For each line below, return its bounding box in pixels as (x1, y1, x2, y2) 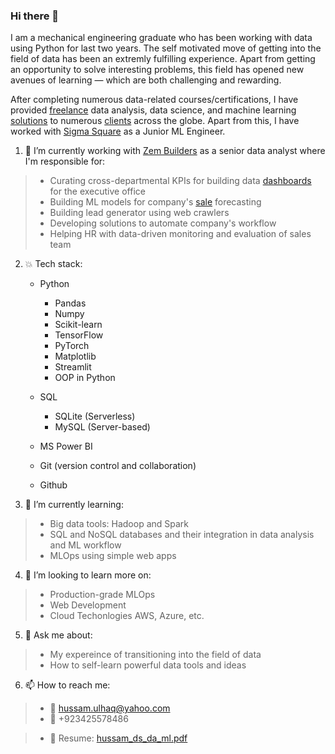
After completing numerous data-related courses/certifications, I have (10, 94, 299, 106)
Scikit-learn (54, 319, 103, 331)
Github (39, 479, 68, 491)
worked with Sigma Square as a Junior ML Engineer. (10, 125, 226, 138)
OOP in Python (54, 372, 116, 384)
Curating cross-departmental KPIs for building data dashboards (49, 175, 312, 187)
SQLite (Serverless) (54, 410, 136, 423)
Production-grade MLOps (49, 589, 156, 601)
